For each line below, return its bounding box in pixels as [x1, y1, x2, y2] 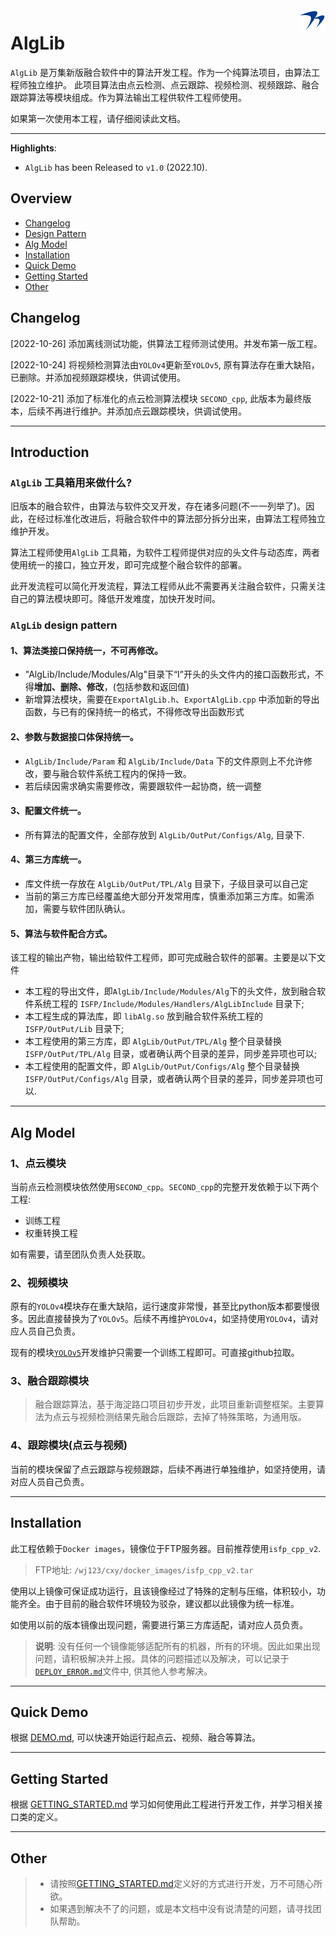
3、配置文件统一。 [10, 805, 87, 817]
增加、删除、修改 [33, 681, 105, 693]
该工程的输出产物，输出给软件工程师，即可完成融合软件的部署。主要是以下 [10, 952, 317, 964]
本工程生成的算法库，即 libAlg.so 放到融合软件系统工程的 [24, 1010, 264, 1022]
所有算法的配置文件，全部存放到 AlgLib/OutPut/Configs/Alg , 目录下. [24, 828, 305, 841]
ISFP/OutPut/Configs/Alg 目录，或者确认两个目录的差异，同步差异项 [24, 1073, 307, 1085]
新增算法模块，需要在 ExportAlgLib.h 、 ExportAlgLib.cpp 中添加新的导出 [24, 693, 320, 706]
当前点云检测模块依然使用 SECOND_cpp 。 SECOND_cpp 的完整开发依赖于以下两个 [10, 1180, 320, 1192]
